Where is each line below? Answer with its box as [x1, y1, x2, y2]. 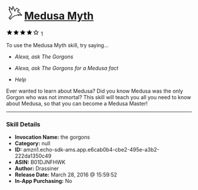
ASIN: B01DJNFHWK [14, 159, 66, 166]
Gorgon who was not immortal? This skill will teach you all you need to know [6, 93, 192, 100]
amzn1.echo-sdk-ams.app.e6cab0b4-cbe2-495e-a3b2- [23, 146, 160, 153]
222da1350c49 [14, 152, 52, 159]
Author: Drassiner [14, 165, 59, 172]
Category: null [14, 140, 51, 147]
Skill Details [6, 120, 41, 128]
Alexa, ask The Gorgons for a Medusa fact [14, 64, 119, 71]
